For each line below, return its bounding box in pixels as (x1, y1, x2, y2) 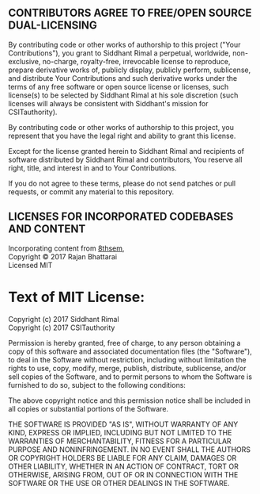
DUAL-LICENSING (8, 19, 97, 33)
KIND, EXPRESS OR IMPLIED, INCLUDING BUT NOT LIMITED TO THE (8, 427, 232, 437)
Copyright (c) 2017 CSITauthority (8, 323, 115, 332)
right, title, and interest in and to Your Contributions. (8, 163, 177, 173)
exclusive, (8, 56, 41, 66)
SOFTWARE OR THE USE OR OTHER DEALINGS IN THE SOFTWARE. (8, 478, 230, 488)
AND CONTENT (8, 222, 86, 236)
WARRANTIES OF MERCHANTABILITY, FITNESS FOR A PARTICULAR (8, 436, 232, 446)
